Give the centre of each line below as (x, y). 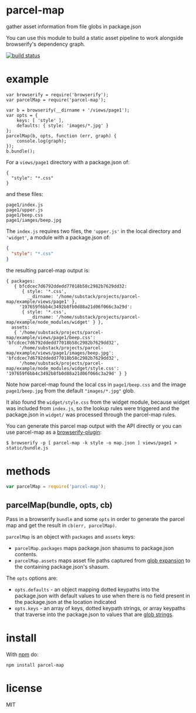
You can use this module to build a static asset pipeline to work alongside (95, 38)
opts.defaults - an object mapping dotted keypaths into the (87, 590)
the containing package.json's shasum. (62, 567)
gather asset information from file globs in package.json (74, 26)
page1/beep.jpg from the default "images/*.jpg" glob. (71, 390)
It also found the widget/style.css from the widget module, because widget (98, 402)
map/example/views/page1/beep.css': (51, 337)
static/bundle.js (27, 448)
